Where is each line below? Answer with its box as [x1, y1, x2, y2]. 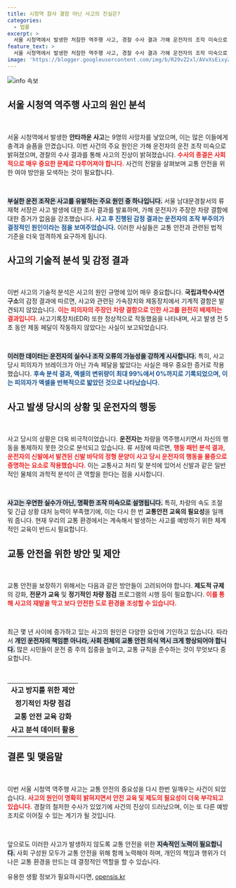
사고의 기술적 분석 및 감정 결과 [7, 254, 129, 266]
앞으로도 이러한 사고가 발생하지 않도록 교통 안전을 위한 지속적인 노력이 [7, 839, 199, 848]
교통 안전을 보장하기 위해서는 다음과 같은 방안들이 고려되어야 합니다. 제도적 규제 [7, 581, 225, 589]
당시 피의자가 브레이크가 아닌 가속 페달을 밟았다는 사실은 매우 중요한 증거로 [7, 361, 212, 369]
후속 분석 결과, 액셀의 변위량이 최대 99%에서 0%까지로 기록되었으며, [33, 369, 221, 378]
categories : [7, 17, 42, 24]
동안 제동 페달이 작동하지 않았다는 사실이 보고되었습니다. [14, 323, 169, 332]
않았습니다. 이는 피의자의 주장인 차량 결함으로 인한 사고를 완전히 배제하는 [25, 306, 223, 314]
